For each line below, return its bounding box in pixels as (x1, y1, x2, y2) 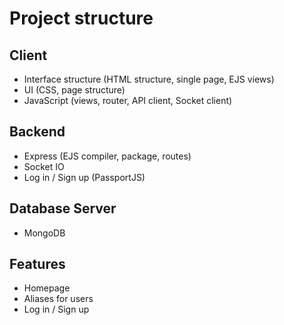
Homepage (23, 282, 71, 294)
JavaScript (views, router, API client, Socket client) (23, 95, 233, 106)
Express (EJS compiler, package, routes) (23, 150, 192, 162)
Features (9, 256, 66, 273)
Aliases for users (23, 293, 94, 305)
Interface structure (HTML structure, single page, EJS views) (23, 73, 275, 85)
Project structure (9, 7, 154, 30)
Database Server (9, 200, 117, 217)
